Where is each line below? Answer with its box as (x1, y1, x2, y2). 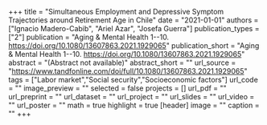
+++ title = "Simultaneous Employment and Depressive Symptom (8, 7, 224, 16)
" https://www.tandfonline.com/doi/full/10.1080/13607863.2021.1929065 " (8, 67, 248, 75)
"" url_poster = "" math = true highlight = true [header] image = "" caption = (8, 100, 260, 110)
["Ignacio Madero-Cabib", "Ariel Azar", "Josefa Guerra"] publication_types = (8, 24, 260, 33)
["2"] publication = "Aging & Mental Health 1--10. (8, 32, 170, 42)
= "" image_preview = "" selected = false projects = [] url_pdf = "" (8, 83, 227, 93)
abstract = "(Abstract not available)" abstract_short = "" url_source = (8, 58, 236, 67)
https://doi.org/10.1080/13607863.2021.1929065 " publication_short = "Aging (8, 41, 260, 50)
